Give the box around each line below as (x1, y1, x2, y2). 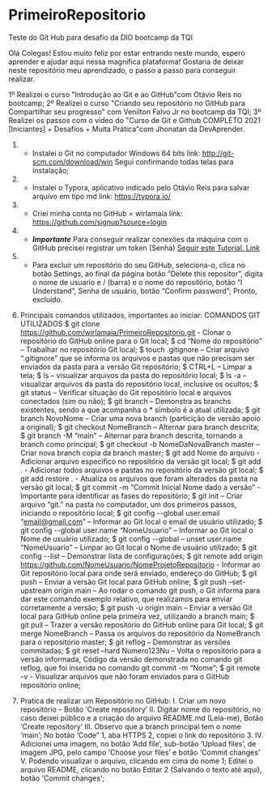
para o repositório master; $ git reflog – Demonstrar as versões (19, 637, 231, 647)
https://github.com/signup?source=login (32, 217, 168, 227)
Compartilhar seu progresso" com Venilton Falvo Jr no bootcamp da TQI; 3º (8, 107, 261, 117)
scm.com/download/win (32, 156, 113, 167)
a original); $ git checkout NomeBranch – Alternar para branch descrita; (19, 422, 260, 432)
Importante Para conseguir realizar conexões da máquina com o (32, 234, 249, 244)
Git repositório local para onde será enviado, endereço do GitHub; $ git (19, 568, 257, 578)
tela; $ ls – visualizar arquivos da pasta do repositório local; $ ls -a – (19, 370, 247, 380)
